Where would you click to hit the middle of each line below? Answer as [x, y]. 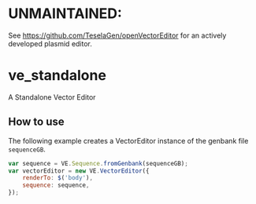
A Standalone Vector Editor [52, 97]
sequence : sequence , [56, 185]
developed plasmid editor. [50, 43]
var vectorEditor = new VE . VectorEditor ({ [79, 171]
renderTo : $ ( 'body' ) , [58, 178]
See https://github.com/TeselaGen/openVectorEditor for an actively [117, 35]
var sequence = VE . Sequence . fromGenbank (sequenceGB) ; [98, 163]
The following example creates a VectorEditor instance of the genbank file [128, 140]
